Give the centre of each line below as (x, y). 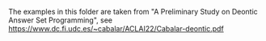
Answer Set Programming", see (61, 20)
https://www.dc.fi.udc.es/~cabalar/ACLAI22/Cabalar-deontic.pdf (116, 29)
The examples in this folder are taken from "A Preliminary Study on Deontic (133, 12)
